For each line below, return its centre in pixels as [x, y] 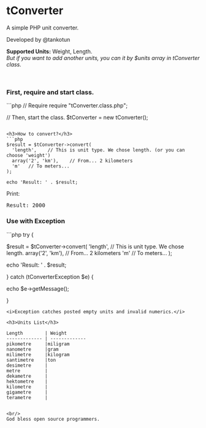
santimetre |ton [31, 360]
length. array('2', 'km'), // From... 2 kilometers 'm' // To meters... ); [90, 253]
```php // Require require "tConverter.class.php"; [67, 105]
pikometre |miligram [38, 344]
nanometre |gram [33, 349]
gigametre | [27, 392]
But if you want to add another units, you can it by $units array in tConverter [103, 58]
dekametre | [27, 376]
